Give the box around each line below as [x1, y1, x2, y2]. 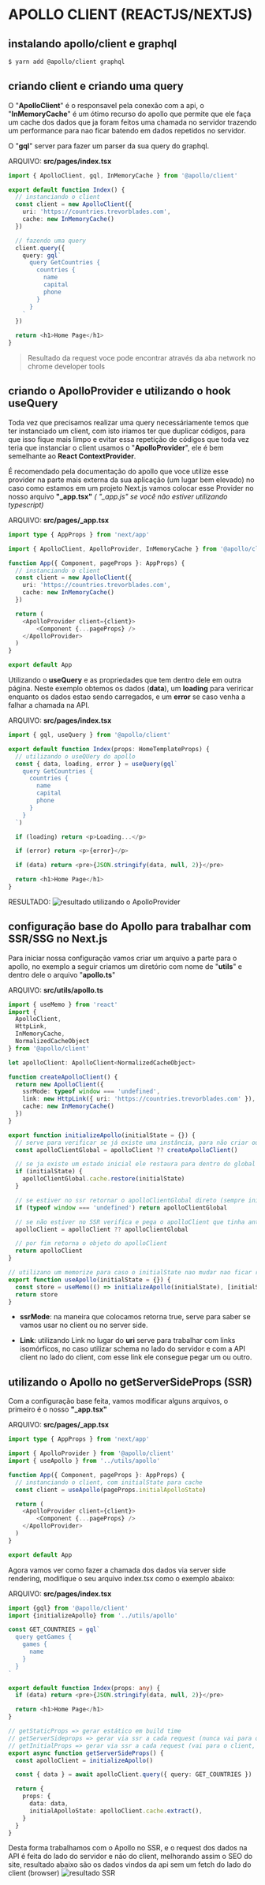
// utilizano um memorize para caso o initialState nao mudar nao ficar [8, 1269, 252, 1277]
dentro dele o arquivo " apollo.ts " [8, 970, 116, 979]
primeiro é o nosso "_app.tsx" [8, 1404, 108, 1414]
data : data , [28, 1800, 69, 1808]
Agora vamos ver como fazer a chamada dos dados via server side [8, 1565, 226, 1575]
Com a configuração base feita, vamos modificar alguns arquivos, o [8, 1397, 229, 1406]
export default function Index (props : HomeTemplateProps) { [8, 745, 211, 753]
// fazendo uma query [15, 237, 87, 245]
